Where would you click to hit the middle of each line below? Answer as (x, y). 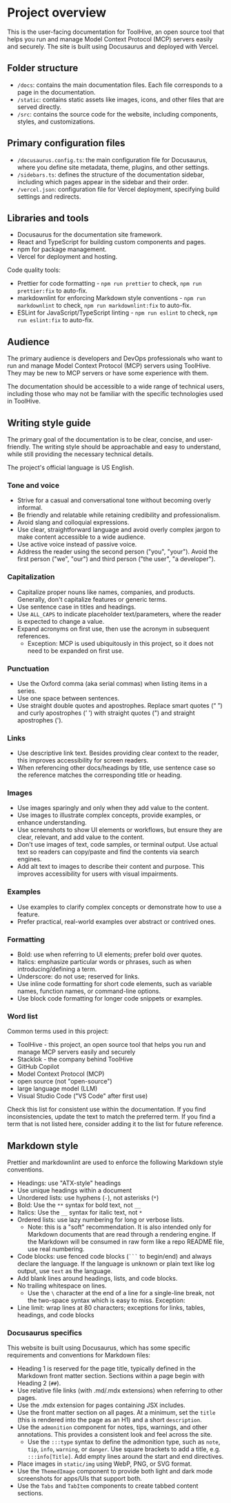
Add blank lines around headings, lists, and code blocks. (97, 1279)
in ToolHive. (24, 401)
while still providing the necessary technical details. (80, 454)
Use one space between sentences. (68, 698)
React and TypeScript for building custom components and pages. (111, 242)
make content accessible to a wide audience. (81, 537)
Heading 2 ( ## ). (39, 1383)
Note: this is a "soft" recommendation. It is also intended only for (119, 1227)
